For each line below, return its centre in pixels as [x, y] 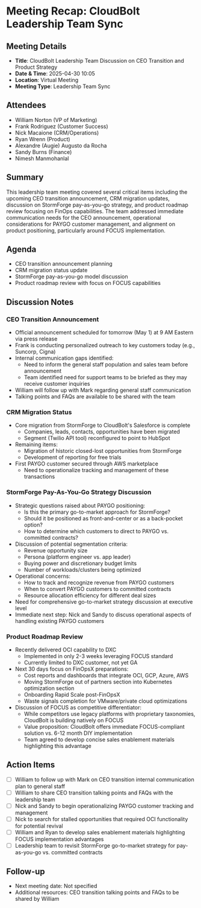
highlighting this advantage [57, 746]
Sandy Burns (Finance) [43, 152]
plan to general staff [40, 786]
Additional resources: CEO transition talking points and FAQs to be [97, 892]
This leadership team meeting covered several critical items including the [97, 192]
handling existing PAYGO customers [59, 621]
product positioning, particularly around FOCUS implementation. [86, 230]
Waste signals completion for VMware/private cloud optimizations [106, 701]
